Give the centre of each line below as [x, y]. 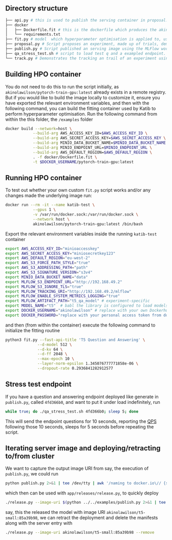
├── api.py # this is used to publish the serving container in [75, 20]
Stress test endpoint [38, 384]
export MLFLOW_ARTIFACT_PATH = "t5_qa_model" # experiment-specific [78, 301]
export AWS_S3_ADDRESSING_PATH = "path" [47, 268]
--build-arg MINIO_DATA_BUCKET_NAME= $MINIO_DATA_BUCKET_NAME [99, 143]
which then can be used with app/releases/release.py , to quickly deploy [82, 493]
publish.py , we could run [32, 474]
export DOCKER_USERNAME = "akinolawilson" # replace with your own [76, 311]
